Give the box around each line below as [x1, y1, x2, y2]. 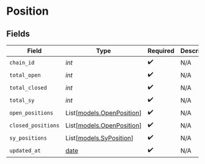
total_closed [9, 84, 48, 91]
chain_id [9, 59, 35, 66]
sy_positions [9, 134, 48, 141]
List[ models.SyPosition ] [65, 134, 134, 142]
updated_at [9, 147, 41, 154]
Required [147, 47, 175, 55]
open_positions [9, 109, 54, 116]
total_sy [9, 96, 35, 104]
